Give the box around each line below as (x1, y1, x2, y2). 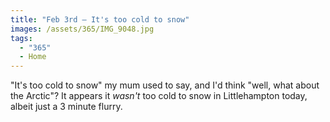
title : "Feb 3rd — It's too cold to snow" (10, 14, 190, 25)
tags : (10, 33, 33, 43)
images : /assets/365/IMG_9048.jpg (10, 24, 155, 34)
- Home (19, 52, 47, 62)
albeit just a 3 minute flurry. (10, 101, 123, 113)
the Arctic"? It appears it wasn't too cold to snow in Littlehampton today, (10, 90, 308, 102)
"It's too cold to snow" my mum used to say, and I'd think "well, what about (10, 79, 320, 91)
